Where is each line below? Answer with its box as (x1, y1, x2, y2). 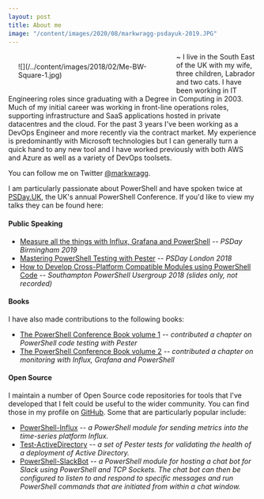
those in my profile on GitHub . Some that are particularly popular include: (8, 407, 247, 417)
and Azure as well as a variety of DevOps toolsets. (8, 153, 172, 162)
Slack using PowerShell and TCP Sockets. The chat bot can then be (19, 464, 241, 474)
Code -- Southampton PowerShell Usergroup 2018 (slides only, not (19, 270, 238, 280)
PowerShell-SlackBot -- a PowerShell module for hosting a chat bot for (19, 456, 251, 466)
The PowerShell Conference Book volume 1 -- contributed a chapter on (19, 329, 252, 339)
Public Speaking (8, 219, 63, 228)
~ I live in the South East (176, 52, 255, 62)
